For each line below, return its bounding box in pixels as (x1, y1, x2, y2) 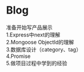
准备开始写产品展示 (6, 24, 53, 31)
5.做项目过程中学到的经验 (6, 60, 68, 67)
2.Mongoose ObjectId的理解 (6, 38, 75, 45)
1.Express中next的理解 (6, 31, 61, 38)
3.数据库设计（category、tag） (6, 45, 82, 53)
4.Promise (6, 53, 31, 60)
